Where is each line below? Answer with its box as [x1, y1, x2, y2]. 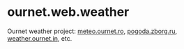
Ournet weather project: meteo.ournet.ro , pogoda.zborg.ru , [7, 27, 178, 35]
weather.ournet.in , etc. [7, 34, 72, 42]
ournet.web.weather [7, 4, 130, 20]
